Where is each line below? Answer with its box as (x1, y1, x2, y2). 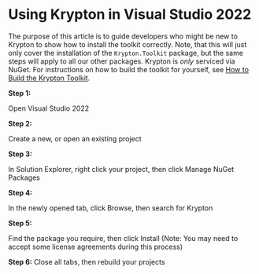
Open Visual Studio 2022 (8, 104, 90, 113)
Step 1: (8, 88, 31, 97)
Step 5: (8, 218, 33, 228)
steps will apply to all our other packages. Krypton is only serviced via (8, 57, 235, 66)
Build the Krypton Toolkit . (8, 73, 91, 82)
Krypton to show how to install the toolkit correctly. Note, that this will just (8, 39, 247, 49)
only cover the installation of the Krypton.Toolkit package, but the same (8, 48, 244, 57)
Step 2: (8, 119, 33, 128)
